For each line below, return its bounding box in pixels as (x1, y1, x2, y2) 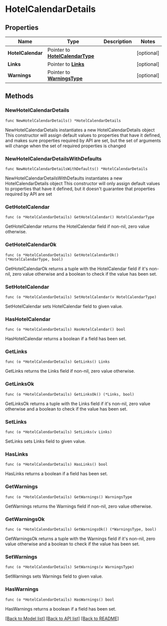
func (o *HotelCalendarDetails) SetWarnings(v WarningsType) (5, 565, 135, 570)
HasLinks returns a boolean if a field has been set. (5, 471, 108, 477)
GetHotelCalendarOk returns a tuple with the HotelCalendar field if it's (5, 265, 148, 272)
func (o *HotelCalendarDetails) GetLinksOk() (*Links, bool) (5, 392, 135, 397)
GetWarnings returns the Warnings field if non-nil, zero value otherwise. (5, 503, 153, 509)
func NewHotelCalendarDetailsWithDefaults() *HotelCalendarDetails (5, 166, 148, 171)
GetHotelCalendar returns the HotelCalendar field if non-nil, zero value (5, 223, 150, 229)
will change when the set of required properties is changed (5, 143, 126, 149)
